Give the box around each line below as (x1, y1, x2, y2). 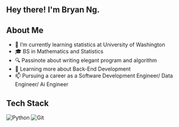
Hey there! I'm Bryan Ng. (6, 5, 100, 15)
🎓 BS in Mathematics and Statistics (14, 48, 104, 55)
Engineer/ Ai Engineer (14, 81, 69, 88)
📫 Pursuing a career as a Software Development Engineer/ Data (14, 72, 173, 80)
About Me (6, 25, 44, 35)
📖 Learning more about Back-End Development (14, 65, 131, 72)
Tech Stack (6, 98, 49, 108)
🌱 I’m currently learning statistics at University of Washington (14, 41, 165, 49)
